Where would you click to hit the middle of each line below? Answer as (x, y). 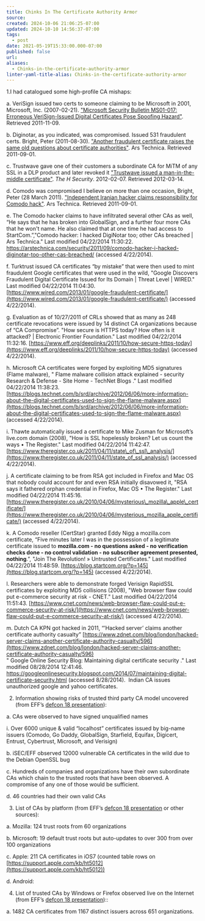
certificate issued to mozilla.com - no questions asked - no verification (97, 546)
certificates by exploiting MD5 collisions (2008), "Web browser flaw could (99, 590)
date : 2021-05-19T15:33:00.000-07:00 (54, 46)
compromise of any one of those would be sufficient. (73, 784)
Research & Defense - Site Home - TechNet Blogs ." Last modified (89, 381)
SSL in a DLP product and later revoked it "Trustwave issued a (85, 173)
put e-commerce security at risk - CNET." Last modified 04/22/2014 (92, 597)
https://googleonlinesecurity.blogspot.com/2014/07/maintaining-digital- (97, 674)
